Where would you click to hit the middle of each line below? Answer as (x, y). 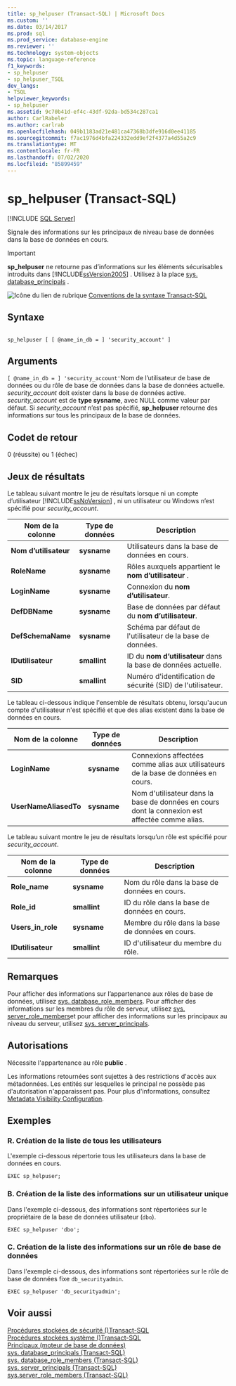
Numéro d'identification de (171, 676)
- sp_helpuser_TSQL (36, 79)
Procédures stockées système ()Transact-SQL (74, 1338)
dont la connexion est (167, 810)
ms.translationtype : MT (42, 145)
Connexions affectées (168, 755)
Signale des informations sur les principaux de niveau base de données (111, 232)
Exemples (29, 1121)
